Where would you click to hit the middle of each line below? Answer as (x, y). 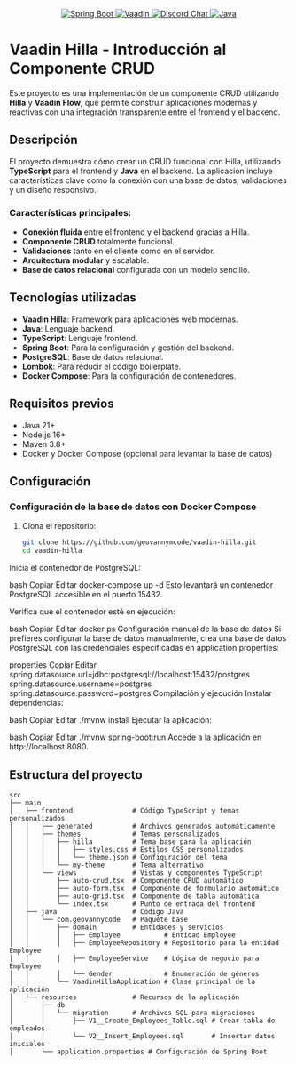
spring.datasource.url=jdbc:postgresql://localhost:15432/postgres (130, 675)
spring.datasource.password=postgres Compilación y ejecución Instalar (140, 693)
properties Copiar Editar (53, 665)
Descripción (43, 140)
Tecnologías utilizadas (73, 298)
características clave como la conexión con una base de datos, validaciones (148, 180)
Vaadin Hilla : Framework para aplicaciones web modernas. (130, 319)
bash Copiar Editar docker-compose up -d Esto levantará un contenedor (141, 585)
